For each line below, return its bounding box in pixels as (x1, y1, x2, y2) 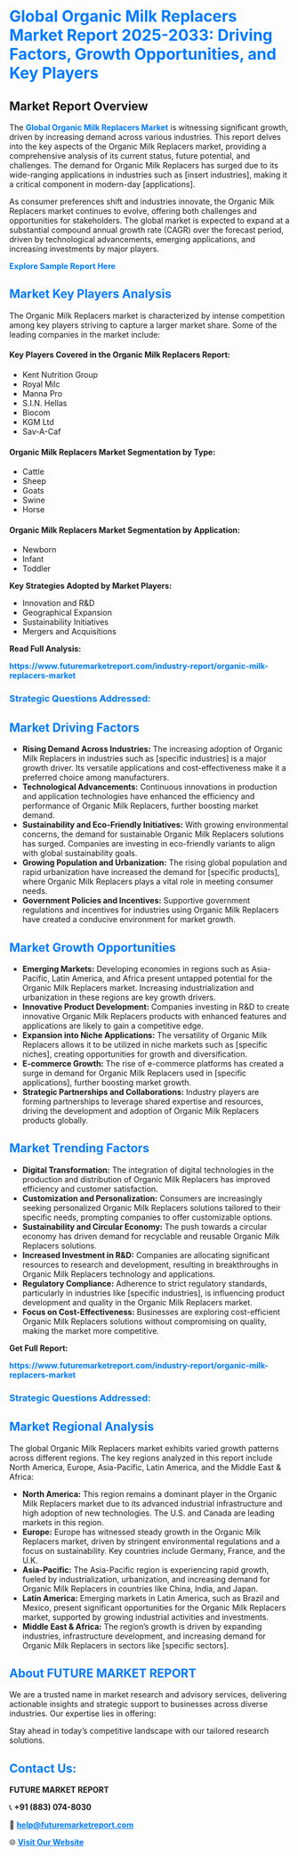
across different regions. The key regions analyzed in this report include (9, 1452, 273, 1463)
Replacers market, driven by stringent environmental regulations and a (21, 1535, 280, 1547)
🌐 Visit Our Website (9, 1837, 85, 1848)
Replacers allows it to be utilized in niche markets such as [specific (21, 1039, 269, 1050)
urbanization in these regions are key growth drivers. (21, 992, 216, 1002)
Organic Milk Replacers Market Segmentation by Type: (9, 446, 216, 457)
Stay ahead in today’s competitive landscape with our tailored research (9, 1726, 270, 1737)
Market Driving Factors (9, 720, 140, 735)
